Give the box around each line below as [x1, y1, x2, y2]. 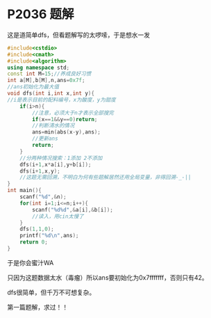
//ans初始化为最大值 [7, 84, 60, 90]
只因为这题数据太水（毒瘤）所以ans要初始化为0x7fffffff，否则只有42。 [7, 273, 208, 282]
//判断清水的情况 [32, 122, 75, 129]
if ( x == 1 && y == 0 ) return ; [32, 116, 98, 122]
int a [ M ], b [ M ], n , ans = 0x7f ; [7, 77, 85, 84]
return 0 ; [19, 239, 49, 246]
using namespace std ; [7, 64, 70, 71]
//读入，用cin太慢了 [32, 213, 85, 220]
